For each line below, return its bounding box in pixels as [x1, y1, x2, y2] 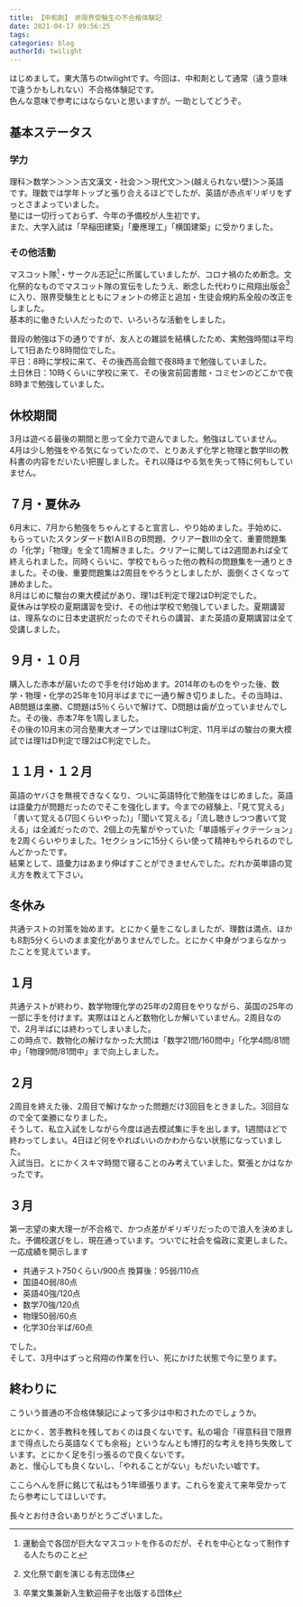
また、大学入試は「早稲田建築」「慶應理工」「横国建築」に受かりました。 [9, 221, 278, 232]
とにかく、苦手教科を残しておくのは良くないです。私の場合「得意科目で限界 [9, 1426, 293, 1437]
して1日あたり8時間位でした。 [9, 345, 120, 355]
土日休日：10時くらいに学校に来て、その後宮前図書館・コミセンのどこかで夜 [9, 367, 294, 378]
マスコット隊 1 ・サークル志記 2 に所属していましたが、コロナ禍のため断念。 [9, 268, 284, 279]
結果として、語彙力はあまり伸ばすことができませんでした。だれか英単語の [9, 857, 285, 868]
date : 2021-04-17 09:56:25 [9, 22, 111, 31]
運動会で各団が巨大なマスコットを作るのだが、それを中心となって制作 [22, 1537, 283, 1548]
